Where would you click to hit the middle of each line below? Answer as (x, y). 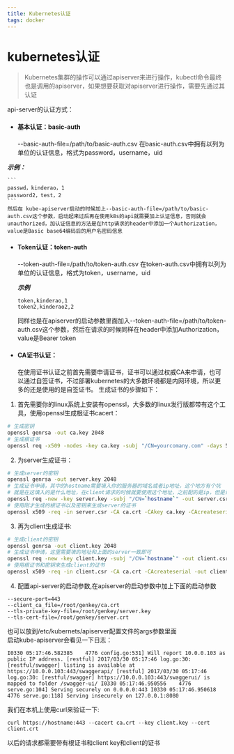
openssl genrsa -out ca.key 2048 (56, 433)
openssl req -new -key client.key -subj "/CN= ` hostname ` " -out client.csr (118, 559)
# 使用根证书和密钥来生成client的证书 (56, 565)
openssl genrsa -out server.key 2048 (62, 479)
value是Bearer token (47, 338)
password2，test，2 (34, 195)
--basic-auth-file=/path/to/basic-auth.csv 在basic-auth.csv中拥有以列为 (121, 144)
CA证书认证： (37, 355)
